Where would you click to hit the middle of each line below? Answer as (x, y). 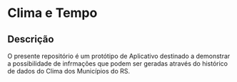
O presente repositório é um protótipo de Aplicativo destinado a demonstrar (119, 56)
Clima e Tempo (52, 13)
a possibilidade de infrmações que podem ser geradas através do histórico (118, 64)
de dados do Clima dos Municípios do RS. (69, 71)
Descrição (31, 39)
